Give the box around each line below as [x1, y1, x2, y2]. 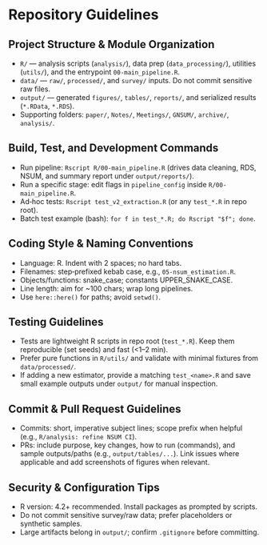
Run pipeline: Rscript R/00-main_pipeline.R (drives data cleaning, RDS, [19, 162, 257, 172]
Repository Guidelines [8, 6, 159, 24]
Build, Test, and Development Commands [8, 142, 219, 155]
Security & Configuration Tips [8, 480, 160, 494]
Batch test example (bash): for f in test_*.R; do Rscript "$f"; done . [19, 214, 256, 223]
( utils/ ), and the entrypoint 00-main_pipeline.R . [19, 67, 180, 77]
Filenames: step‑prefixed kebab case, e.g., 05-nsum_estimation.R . [19, 266, 237, 276]
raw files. [19, 84, 50, 94]
